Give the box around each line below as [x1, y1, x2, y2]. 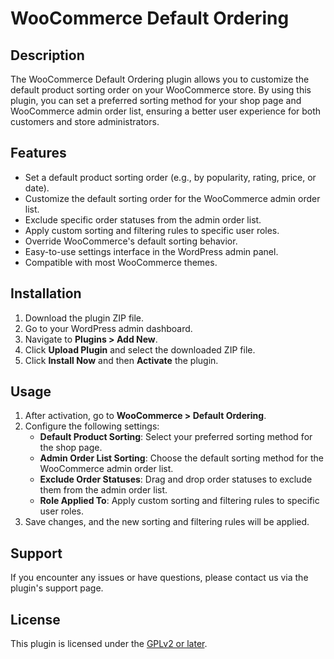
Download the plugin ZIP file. [24, 312, 145, 324]
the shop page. [39, 442, 103, 454]
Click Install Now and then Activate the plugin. [24, 354, 219, 366]
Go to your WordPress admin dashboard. [24, 322, 193, 334]
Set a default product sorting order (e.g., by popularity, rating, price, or [24, 171, 317, 183]
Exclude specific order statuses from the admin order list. [24, 213, 262, 226]
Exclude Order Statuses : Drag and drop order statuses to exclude [39, 473, 313, 486]
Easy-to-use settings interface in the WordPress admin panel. [24, 245, 279, 257]
